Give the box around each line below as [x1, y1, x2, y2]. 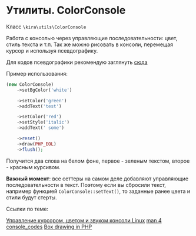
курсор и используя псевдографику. [6, 47, 98, 54]
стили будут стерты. [6, 193, 57, 201]
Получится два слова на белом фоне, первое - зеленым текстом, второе [6, 157, 190, 164]
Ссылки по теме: [6, 205, 49, 212]
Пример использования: [6, 70, 68, 77]
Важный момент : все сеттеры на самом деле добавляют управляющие [6, 175, 189, 182]
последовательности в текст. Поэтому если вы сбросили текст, [6, 181, 167, 188]
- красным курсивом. [6, 163, 61, 170]
